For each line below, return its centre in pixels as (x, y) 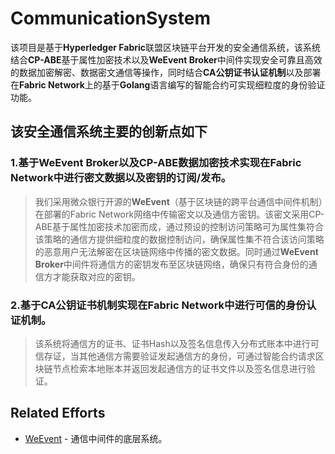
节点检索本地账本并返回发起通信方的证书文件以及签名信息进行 (179, 368)
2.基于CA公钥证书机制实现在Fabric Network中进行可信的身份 (158, 305)
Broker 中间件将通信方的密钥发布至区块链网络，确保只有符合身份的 (171, 264)
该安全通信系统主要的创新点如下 (109, 132)
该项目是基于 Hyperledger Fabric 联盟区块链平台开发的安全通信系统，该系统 (166, 47)
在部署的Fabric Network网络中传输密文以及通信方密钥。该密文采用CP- (179, 214)
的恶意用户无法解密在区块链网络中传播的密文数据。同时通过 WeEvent (176, 251)
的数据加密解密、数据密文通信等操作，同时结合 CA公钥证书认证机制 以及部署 (166, 72)
